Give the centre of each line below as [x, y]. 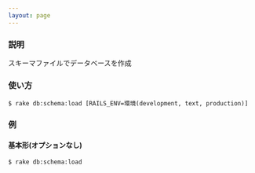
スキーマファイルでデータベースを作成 [70, 63]
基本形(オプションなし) [45, 145]
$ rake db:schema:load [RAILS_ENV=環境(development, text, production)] [128, 104]
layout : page [29, 15]
